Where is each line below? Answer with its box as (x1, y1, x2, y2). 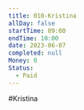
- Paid (15, 71, 38, 79)
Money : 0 (8, 57, 38, 65)
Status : (8, 64, 34, 72)
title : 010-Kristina (8, 11, 78, 20)
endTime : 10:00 (8, 34, 59, 43)
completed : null (8, 49, 62, 57)
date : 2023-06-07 (8, 42, 66, 50)
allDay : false (8, 19, 56, 27)
